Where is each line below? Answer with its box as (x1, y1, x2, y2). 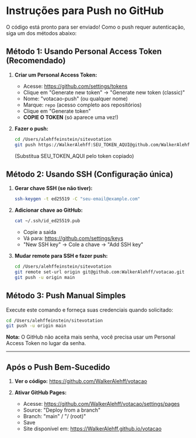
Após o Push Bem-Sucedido (6, 362, 110, 372)
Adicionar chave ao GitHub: (14, 206, 83, 214)
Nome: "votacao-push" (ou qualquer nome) (23, 95, 128, 102)
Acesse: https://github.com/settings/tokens (23, 82, 128, 89)
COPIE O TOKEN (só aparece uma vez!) (23, 113, 118, 120)
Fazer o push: (14, 125, 48, 132)
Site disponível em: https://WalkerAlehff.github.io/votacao (23, 425, 162, 432)
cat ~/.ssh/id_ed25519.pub (14, 218, 80, 224)
